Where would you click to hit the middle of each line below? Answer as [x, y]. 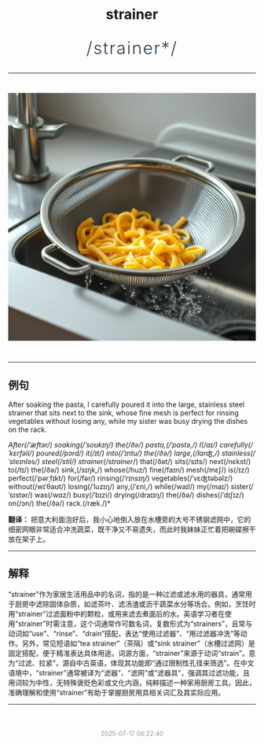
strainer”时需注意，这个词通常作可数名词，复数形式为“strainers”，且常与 [136, 624]
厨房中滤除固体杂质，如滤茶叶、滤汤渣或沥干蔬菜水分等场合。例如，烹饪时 [135, 604]
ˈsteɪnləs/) [24, 461]
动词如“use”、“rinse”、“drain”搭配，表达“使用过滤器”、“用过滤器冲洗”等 [125, 633]
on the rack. [27, 429]
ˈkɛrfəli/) [21, 453]
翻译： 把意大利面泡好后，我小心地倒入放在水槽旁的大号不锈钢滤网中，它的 [130, 519]
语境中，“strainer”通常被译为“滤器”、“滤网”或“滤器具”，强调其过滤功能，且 [129, 672]
